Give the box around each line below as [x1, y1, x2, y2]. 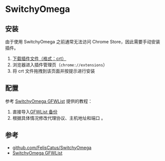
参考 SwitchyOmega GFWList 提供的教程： [5, 98, 93, 104]
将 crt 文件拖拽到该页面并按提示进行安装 [12, 68, 95, 74]
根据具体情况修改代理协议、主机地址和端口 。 [12, 115, 106, 121]
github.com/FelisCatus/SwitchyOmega [12, 145, 92, 151]
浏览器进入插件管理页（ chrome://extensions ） [12, 62, 108, 68]
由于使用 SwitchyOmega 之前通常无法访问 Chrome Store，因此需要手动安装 [5, 39, 161, 44]
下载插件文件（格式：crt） [12, 56, 66, 61]
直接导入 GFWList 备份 [12, 109, 58, 115]
